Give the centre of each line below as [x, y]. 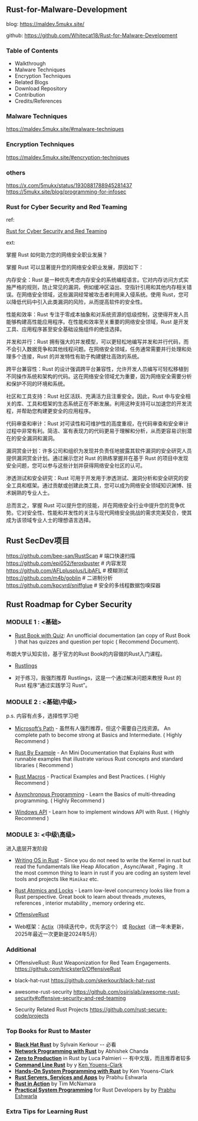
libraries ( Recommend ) [44, 765]
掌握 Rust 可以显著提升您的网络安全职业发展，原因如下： [75, 267]
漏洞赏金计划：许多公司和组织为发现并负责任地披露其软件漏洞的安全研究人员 [99, 451]
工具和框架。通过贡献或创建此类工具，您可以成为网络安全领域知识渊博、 [99, 485]
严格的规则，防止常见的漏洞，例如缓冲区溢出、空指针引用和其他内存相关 [99, 287]
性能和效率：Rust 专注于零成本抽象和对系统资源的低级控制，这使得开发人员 [98, 314]
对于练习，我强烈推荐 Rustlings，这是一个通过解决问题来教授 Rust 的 [98, 678]
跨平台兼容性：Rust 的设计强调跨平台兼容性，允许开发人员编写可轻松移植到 [98, 369]
